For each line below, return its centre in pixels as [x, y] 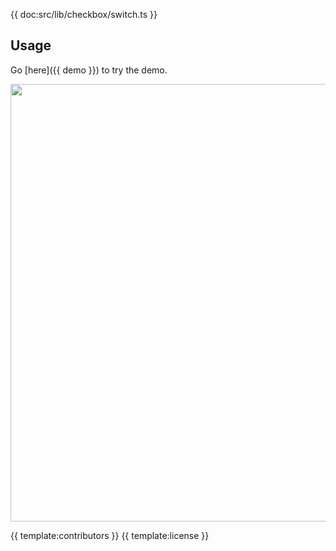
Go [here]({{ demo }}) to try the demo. [89, 70]
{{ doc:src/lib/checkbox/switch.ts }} [84, 14]
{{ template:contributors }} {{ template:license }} [110, 535]
